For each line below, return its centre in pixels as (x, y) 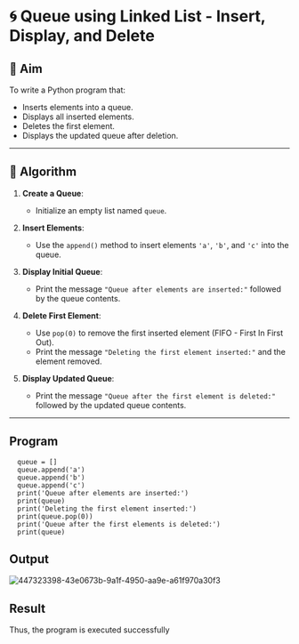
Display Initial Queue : (62, 271)
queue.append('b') (52, 478)
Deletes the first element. (69, 126)
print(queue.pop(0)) (55, 516)
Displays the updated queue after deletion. (100, 136)
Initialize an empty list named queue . (101, 210)
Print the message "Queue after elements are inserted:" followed (158, 289)
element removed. (69, 361)
